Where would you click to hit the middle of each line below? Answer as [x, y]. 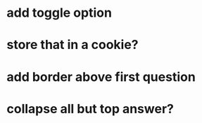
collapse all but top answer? [90, 109]
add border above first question [101, 77]
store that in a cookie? [72, 45]
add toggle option [59, 13]
